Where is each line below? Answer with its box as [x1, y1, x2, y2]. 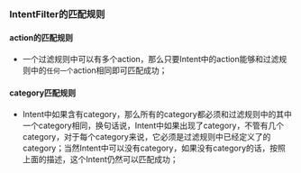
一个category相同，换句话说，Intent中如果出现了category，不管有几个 [22, 120, 285, 132]
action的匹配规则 [9, 32, 74, 42]
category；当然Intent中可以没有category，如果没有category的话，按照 [22, 142, 287, 154]
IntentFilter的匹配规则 [9, 7, 105, 20]
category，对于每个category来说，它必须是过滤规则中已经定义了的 [22, 132, 271, 142]
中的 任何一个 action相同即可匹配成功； [30, 65, 168, 76]
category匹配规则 [9, 87, 77, 98]
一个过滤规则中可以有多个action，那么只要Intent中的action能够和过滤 [22, 54, 279, 65]
